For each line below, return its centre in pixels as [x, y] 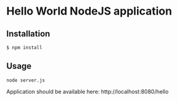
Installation [28, 34]
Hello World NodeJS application [89, 11]
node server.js [26, 80]
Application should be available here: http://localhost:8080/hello [87, 91]
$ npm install [25, 47]
